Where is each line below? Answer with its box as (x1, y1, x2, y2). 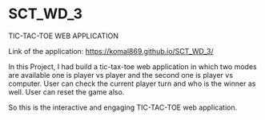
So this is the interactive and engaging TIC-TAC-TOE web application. (8, 103, 238, 112)
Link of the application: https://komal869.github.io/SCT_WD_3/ (8, 46, 214, 56)
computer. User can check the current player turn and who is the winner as (8, 79, 256, 88)
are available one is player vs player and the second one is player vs (8, 70, 234, 79)
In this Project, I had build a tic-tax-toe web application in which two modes (8, 61, 258, 72)
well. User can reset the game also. (8, 87, 125, 96)
